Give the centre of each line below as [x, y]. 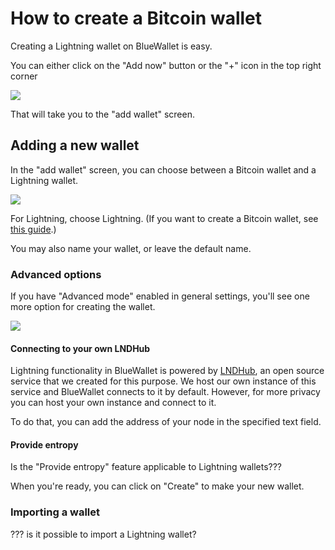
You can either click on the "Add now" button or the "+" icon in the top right [166, 65]
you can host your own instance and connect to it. [113, 403]
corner [24, 76]
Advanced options [56, 274]
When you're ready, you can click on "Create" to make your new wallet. [157, 486]
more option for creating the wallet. [83, 307]
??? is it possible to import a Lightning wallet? [103, 534]
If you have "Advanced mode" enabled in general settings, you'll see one [160, 296]
